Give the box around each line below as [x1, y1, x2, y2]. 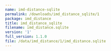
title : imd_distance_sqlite [5, 20, 63, 26]
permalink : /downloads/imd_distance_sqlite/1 [5, 12, 99, 17]
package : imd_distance [5, 16, 51, 21]
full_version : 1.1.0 [5, 34, 47, 39]
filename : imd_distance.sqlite [5, 25, 69, 30]
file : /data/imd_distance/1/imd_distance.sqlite [5, 39, 106, 44]
